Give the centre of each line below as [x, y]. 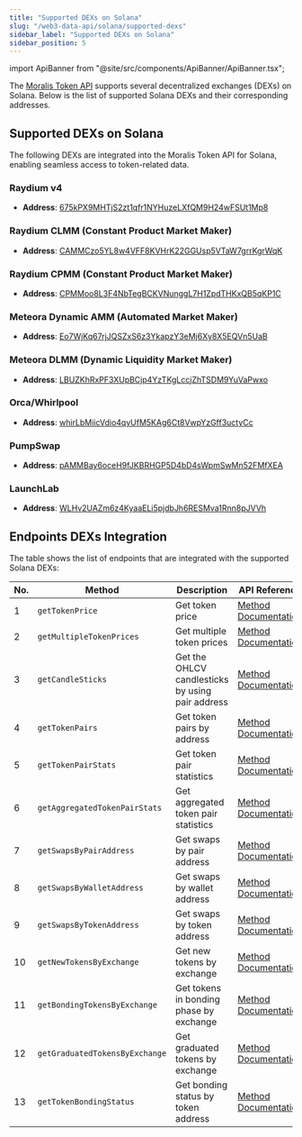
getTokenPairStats [77, 765]
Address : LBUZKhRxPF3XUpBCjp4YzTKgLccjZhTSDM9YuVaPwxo [145, 379]
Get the [191, 657]
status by [195, 1096]
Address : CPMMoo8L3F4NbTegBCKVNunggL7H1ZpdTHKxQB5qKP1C [151, 293]
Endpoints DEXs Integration [89, 537]
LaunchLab [34, 489]
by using [193, 691]
